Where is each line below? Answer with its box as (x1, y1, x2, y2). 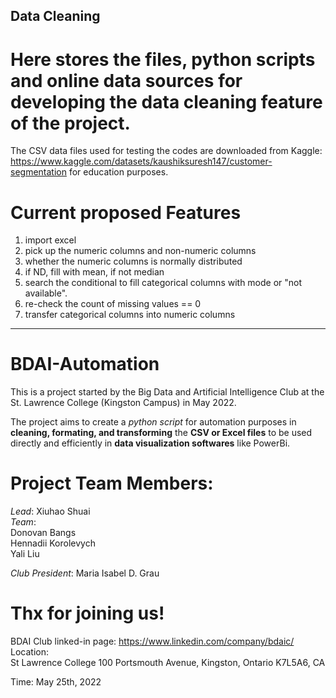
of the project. (10, 112, 131, 134)
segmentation (10, 166, 67, 178)
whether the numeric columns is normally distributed (24, 255, 243, 268)
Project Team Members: (10, 472, 214, 495)
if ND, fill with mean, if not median (24, 266, 165, 278)
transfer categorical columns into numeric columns (24, 309, 236, 321)
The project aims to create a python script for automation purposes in (10, 416, 297, 428)
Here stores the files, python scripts (10, 48, 316, 71)
